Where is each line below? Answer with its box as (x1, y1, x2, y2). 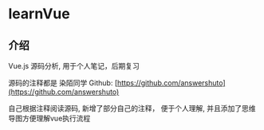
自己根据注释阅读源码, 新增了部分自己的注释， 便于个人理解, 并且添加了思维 (8, 104, 256, 112)
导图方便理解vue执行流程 (8, 113, 91, 123)
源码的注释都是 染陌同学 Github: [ (8, 78, 118, 88)
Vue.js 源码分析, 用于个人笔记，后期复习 (8, 61, 140, 70)
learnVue (8, 5, 70, 23)
